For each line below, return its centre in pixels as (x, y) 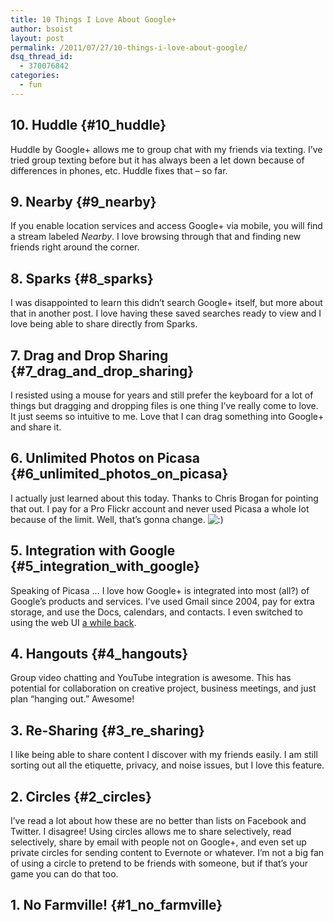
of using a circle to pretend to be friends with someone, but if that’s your (159, 863)
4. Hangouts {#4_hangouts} (99, 654)
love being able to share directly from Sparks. (104, 324)
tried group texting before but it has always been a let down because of (157, 160)
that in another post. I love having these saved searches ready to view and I (166, 313)
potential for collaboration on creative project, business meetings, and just (163, 688)
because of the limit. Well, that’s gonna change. (108, 519)
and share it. (36, 427)
